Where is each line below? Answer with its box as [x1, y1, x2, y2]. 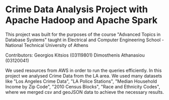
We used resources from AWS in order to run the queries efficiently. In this [5, 67, 162, 73]
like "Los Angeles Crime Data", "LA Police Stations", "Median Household [5, 78, 157, 84]
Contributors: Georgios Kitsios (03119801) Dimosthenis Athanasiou [5, 52, 145, 58]
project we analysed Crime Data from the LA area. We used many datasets [5, 72, 162, 79]
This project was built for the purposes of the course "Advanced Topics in [5, 31, 161, 37]
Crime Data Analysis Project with [5, 4, 148, 15]
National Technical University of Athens [5, 42, 88, 48]
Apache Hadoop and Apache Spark [5, 14, 158, 26]
